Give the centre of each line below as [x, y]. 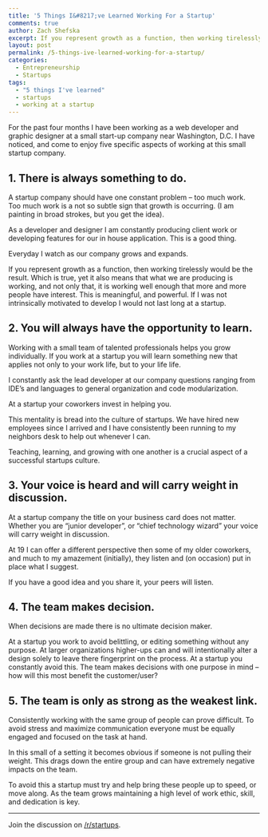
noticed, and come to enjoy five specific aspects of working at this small [127, 145]
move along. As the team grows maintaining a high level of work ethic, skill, [132, 793]
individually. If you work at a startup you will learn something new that [123, 355]
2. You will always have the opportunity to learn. [130, 328]
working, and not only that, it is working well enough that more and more [128, 286]
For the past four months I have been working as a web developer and [124, 128]
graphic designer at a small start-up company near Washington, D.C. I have [132, 136]
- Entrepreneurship [48, 68]
